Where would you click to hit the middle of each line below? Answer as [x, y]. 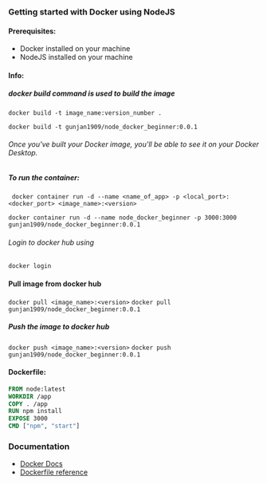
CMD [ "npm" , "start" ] [44, 426]
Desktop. [23, 153]
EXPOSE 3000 [28, 419]
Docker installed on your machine [75, 49]
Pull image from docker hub [55, 284]
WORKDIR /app [30, 396]
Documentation [39, 447]
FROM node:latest [37, 389]
